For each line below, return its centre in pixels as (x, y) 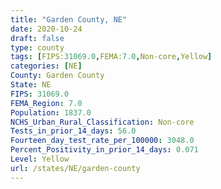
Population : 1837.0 (51, 112)
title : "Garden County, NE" (69, 19)
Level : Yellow (40, 159)
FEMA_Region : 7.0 (46, 103)
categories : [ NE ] (46, 66)
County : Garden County (57, 76)
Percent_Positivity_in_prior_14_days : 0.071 (104, 150)
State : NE (31, 85)
